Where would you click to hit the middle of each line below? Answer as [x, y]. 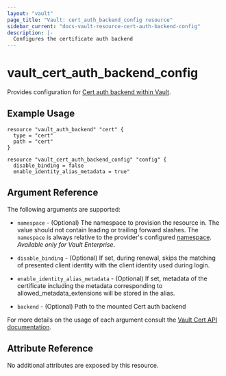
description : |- [30, 33]
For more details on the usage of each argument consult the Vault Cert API [112, 320]
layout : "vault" [30, 13]
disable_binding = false [49, 166]
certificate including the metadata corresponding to [90, 285]
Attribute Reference [50, 349]
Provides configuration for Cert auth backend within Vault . [89, 92]
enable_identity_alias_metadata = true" [72, 172]
